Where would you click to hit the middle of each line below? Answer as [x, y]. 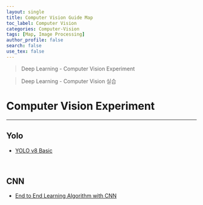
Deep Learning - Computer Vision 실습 [69, 81]
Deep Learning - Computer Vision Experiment [78, 69]
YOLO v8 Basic [34, 150]
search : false [24, 46]
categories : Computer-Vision [43, 29]
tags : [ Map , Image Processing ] [46, 35]
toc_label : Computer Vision [42, 23]
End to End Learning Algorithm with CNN [66, 196]
